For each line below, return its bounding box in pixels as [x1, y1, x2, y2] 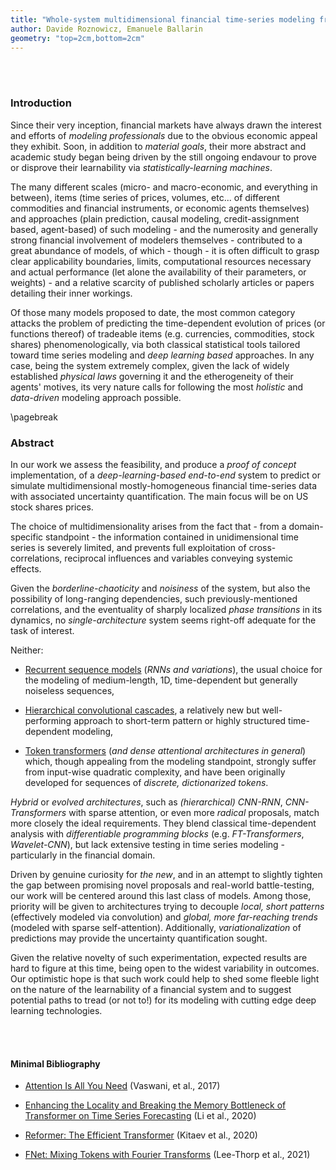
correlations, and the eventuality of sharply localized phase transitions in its [10, 603, 323, 615]
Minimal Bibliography [10, 1057, 101, 1070]
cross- [248, 541, 277, 553]
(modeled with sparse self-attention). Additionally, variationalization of [10, 921, 302, 933]
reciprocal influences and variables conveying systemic [64, 552, 293, 564]
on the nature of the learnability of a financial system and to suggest [10, 983, 292, 995]
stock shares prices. [10, 501, 94, 513]
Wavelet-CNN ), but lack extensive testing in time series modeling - [10, 838, 286, 850]
